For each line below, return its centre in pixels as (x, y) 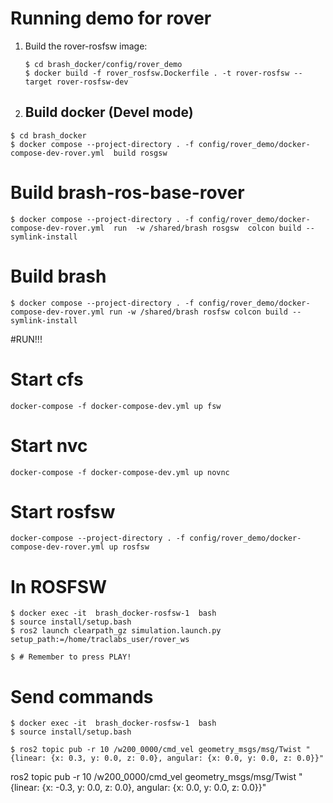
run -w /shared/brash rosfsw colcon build (198, 312)
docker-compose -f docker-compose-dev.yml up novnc (120, 472)
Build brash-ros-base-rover (127, 192)
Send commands (82, 696)
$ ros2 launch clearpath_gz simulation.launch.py (116, 631)
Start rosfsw (63, 511)
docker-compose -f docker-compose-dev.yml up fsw (116, 406)
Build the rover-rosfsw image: (86, 46)
